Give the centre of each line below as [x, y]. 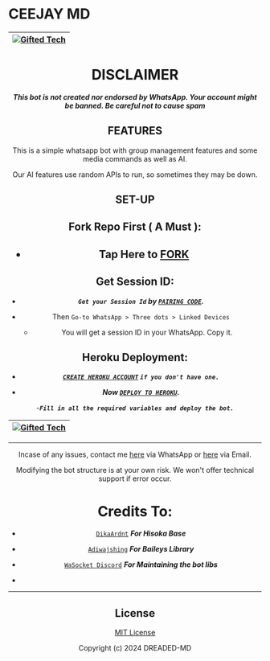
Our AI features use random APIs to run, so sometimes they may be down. [135, 174]
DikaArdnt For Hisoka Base [141, 534]
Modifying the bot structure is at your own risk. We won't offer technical [135, 470]
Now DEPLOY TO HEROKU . [141, 392]
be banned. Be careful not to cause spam [135, 105]
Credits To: [135, 511]
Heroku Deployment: [135, 357]
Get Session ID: [135, 282]
